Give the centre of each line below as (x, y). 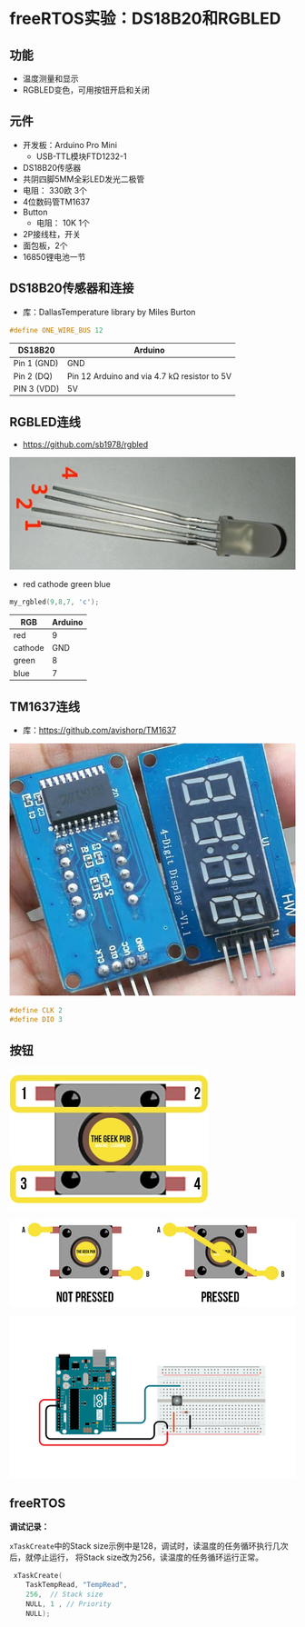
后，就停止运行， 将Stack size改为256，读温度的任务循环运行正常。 (137, 1557)
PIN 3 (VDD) (36, 388)
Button (35, 212)
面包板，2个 (45, 245)
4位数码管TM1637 (56, 202)
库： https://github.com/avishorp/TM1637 (99, 730)
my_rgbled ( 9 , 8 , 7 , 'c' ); (54, 602)
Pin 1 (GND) (36, 364)
